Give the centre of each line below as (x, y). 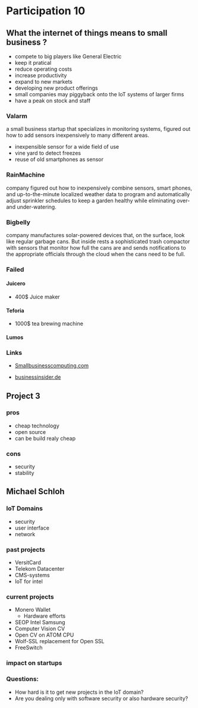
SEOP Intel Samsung (40, 622)
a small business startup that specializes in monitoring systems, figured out (98, 129)
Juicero (16, 284)
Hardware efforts (45, 616)
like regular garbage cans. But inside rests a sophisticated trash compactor (98, 241)
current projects (30, 597)
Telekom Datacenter (40, 569)
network (25, 534)
